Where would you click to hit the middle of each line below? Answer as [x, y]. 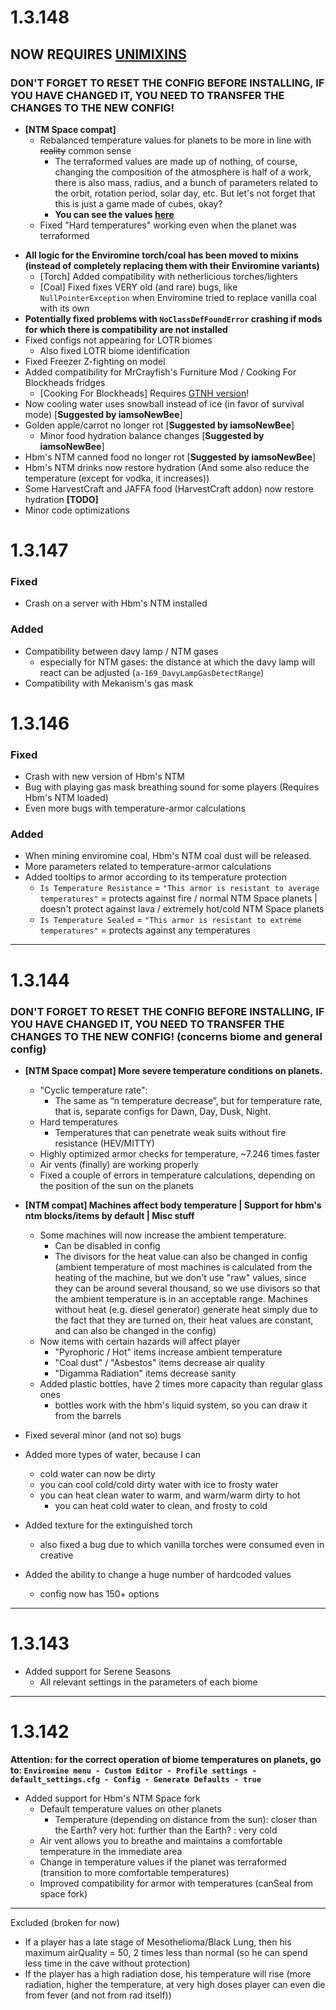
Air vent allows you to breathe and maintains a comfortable [161, 1840]
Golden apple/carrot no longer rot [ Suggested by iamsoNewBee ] [159, 425]
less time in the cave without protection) [107, 1963]
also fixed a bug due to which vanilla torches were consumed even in [182, 1544]
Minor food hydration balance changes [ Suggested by [152, 435]
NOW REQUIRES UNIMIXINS [98, 54]
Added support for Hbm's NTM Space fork [112, 1798]
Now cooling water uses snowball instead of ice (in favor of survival [164, 403]
